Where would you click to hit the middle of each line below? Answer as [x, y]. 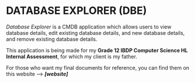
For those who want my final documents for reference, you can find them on [98, 67]
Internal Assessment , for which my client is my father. [72, 56]
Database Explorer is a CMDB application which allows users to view [89, 27]
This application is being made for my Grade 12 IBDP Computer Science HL [97, 50]
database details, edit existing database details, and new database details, [95, 33]
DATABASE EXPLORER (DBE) [76, 11]
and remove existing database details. [52, 39]
